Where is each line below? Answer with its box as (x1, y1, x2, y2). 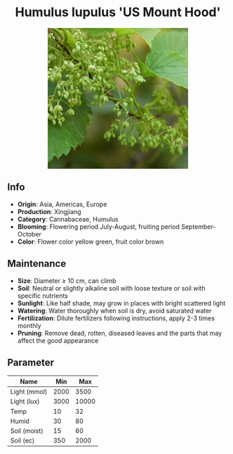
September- (181, 222, 216, 231)
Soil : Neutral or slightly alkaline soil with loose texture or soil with (17, 284, 206, 292)
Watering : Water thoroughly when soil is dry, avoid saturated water (17, 306, 212, 315)
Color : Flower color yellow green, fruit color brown (17, 237, 164, 246)
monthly (17, 321, 41, 329)
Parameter (7, 356, 55, 368)
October (17, 229, 42, 238)
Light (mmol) (10, 388, 48, 396)
